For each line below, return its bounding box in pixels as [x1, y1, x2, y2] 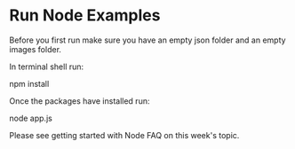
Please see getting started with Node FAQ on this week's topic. [9, 129, 240, 140]
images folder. [9, 43, 62, 54]
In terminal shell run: [9, 61, 84, 72]
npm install [9, 78, 50, 89]
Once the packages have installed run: [9, 95, 150, 106]
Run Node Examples [9, 5, 161, 26]
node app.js [9, 113, 53, 123]
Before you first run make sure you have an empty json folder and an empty [9, 35, 286, 45]
